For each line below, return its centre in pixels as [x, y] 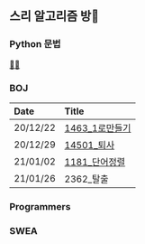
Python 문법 [35, 44]
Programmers [40, 206]
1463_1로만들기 [98, 127]
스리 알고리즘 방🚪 [54, 16]
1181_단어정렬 [95, 162]
